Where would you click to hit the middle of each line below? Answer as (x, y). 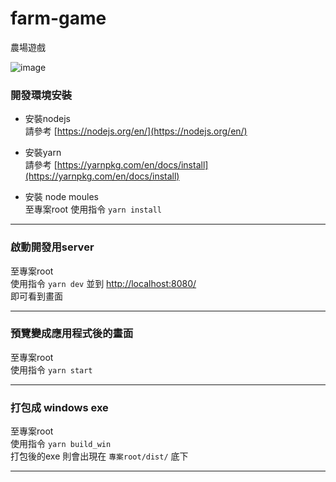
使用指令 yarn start (51, 369)
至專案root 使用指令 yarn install (93, 209)
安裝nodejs (47, 119)
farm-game (58, 18)
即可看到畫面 (36, 296)
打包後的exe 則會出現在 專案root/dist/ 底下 (99, 456)
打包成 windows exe (59, 407)
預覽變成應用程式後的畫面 (72, 334)
